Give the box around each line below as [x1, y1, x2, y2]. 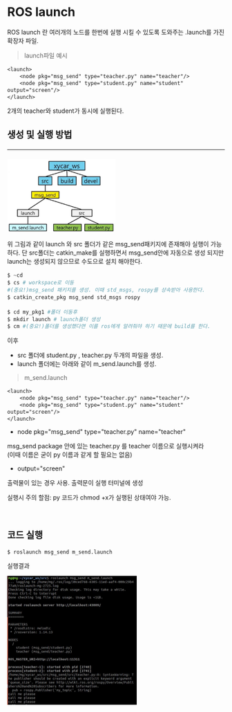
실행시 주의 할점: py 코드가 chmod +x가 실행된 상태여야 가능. [7, 493, 171, 502]
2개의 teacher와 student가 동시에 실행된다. [7, 107, 124, 115]
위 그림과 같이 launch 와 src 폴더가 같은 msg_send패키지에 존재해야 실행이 [7, 240, 209, 248]
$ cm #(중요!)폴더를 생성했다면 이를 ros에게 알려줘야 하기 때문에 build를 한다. [7, 323, 211, 330]
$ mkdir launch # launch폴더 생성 [7, 316, 101, 322]
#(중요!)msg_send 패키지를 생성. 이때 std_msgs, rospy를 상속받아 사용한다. [7, 286, 206, 294]
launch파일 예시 [23, 51, 68, 60]
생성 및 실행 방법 [7, 129, 72, 140]
